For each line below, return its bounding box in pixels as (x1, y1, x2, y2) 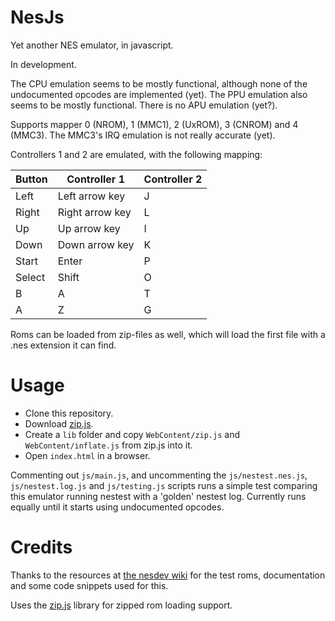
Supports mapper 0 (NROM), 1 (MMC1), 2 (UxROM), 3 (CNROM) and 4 (10, 118, 299, 130)
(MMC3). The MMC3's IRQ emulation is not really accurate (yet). (10, 129, 276, 141)
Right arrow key (57, 205, 132, 219)
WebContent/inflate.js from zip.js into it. (24, 439, 193, 451)
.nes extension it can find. (10, 339, 117, 351)
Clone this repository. (24, 407, 114, 419)
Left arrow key (57, 189, 126, 203)
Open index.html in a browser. (24, 449, 151, 461)
